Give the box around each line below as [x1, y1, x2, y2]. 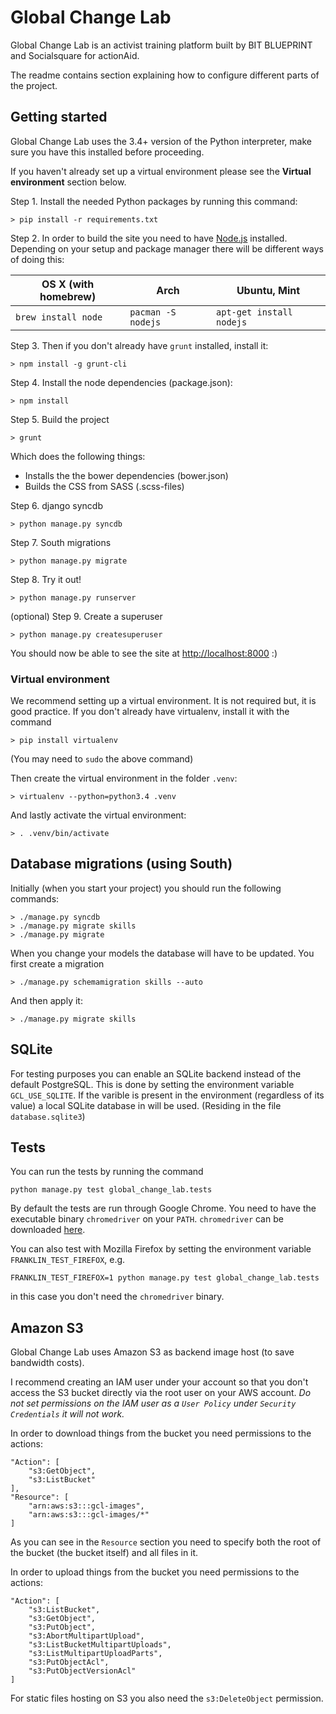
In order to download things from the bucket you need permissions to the [10, 1427, 312, 1440]
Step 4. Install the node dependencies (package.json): [10, 376, 233, 388]
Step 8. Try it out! [10, 573, 82, 585]
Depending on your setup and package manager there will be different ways [10, 242, 324, 255]
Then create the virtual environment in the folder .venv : [10, 772, 238, 785]
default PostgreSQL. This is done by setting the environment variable [10, 1078, 295, 1090]
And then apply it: [10, 994, 83, 1006]
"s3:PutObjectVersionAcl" [28, 1666, 137, 1676]
